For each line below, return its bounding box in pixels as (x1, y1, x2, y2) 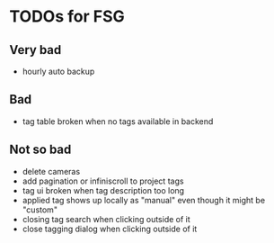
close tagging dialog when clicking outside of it (22, 223, 198, 234)
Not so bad (9, 142, 72, 157)
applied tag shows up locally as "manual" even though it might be (22, 194, 266, 205)
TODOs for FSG (9, 6, 126, 27)
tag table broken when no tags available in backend (22, 115, 214, 127)
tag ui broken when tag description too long (22, 184, 185, 195)
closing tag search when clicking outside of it (22, 213, 190, 224)
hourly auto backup (22, 66, 95, 76)
